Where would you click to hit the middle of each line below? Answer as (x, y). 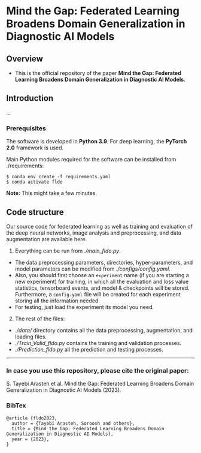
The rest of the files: (40, 319)
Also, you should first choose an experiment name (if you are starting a (102, 275)
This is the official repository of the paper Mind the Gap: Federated (98, 73)
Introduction (30, 98)
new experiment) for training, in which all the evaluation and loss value (102, 281)
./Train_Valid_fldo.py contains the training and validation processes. (98, 343)
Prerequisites (26, 128)
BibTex (16, 406)
